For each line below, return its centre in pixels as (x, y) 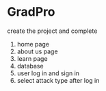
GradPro (31, 12)
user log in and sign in (48, 73)
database (30, 66)
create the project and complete (52, 31)
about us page (37, 51)
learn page (32, 58)
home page (33, 44)
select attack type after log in (58, 80)
